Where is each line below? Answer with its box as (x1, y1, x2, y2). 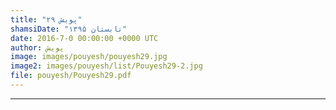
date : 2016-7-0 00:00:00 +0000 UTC (10, 33, 159, 43)
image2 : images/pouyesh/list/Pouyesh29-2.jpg (10, 61, 203, 71)
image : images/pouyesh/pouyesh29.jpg (10, 52, 168, 62)
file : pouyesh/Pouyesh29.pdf (10, 71, 132, 81)
